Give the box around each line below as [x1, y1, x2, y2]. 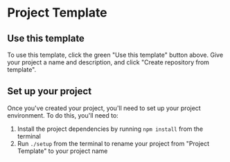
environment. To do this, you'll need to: [7, 111, 119, 119]
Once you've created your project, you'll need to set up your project [7, 104, 201, 112]
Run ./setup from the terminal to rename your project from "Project [17, 139, 210, 147]
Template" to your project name [17, 147, 108, 155]
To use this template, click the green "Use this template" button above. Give [7, 51, 224, 59]
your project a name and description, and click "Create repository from [7, 58, 210, 66]
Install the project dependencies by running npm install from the [17, 125, 204, 133]
